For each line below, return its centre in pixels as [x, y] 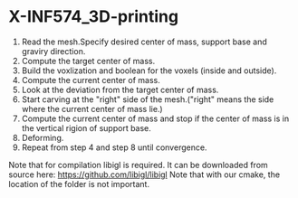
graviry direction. [53, 51]
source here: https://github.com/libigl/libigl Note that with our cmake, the [144, 174]
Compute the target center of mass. [88, 61]
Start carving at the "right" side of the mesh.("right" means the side [148, 99]
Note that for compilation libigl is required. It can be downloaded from [138, 165]
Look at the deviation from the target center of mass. [120, 90]
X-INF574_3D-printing [93, 17]
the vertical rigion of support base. [86, 127]
